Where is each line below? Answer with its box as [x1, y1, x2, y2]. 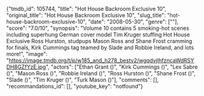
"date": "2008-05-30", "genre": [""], [87, 18, 179, 25]
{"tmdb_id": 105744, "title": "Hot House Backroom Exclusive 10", [6, 5, 167, 12]
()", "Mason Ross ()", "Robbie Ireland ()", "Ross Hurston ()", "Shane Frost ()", [6, 70, 196, 77]
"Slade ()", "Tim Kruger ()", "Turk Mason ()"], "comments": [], [6, 76, 159, 83]
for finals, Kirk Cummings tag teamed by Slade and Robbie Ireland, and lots [6, 44, 194, 51]
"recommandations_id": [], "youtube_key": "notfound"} [6, 83, 143, 90]
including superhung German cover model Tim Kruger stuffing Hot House [6, 31, 190, 38]
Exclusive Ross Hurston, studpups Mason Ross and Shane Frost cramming [6, 38, 192, 44]
